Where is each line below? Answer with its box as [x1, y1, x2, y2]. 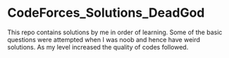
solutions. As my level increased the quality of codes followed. [7, 43, 189, 51]
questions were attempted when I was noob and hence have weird [7, 35, 201, 43]
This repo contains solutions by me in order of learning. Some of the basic [7, 28, 223, 36]
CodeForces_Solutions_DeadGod [7, 5, 205, 21]
